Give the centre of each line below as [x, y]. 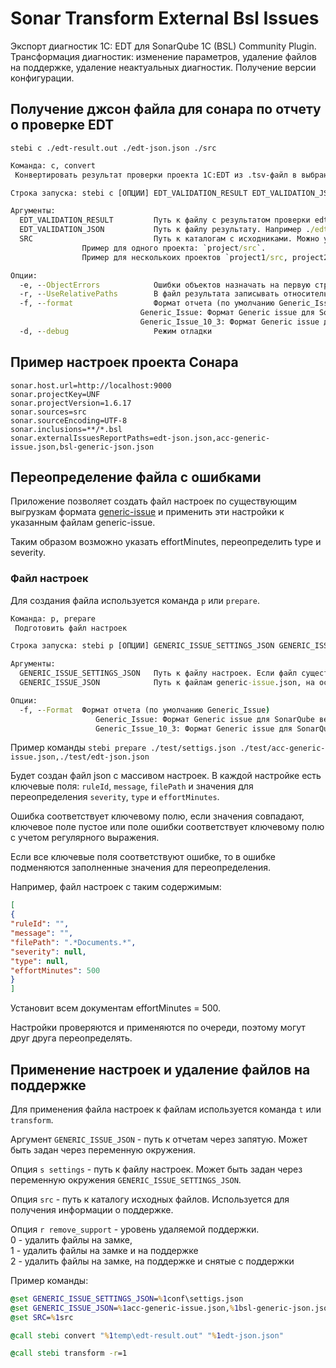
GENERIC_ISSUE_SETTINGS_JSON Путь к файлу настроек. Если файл [158, 673]
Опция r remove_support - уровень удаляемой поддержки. [135, 1229]
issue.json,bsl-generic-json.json [82, 447]
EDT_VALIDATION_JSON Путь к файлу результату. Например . [165, 230]
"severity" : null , [48, 952]
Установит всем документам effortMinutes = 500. [116, 1008]
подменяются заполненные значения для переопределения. [141, 868]
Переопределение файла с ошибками [136, 477]
